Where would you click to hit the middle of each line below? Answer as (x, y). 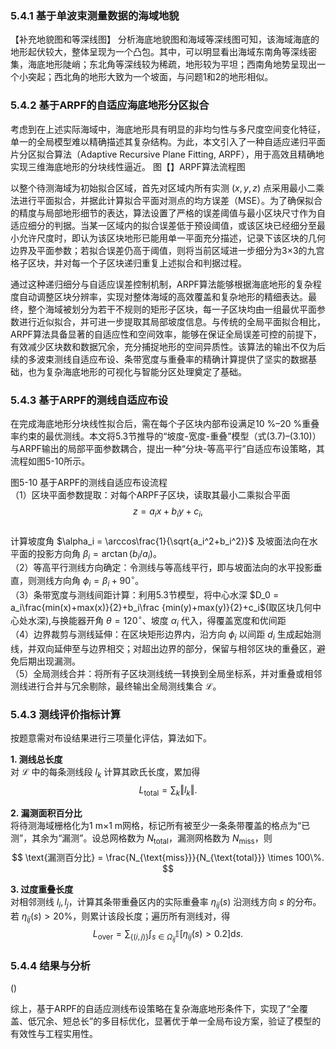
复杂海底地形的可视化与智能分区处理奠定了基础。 (145, 371)
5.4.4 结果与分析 (50, 965)
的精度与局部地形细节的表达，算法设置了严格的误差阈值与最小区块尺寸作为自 (168, 213)
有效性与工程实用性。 (54, 1033)
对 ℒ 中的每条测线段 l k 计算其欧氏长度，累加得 (105, 773)
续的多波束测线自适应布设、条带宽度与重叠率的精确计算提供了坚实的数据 (159, 359)
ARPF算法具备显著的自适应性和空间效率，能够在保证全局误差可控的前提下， (166, 334)
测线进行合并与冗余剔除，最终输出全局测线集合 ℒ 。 (116, 686)
